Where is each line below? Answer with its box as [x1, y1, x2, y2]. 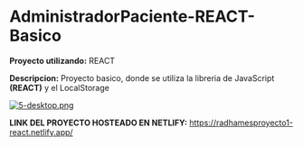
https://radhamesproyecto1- [189, 117, 294, 128]
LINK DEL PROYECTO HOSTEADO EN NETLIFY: [9, 117, 188, 128]
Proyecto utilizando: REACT [9, 55, 116, 66]
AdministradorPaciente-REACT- [9, 6, 256, 27]
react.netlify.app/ [9, 126, 74, 137]
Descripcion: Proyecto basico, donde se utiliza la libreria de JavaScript [9, 72, 275, 83]
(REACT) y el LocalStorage [9, 82, 110, 93]
